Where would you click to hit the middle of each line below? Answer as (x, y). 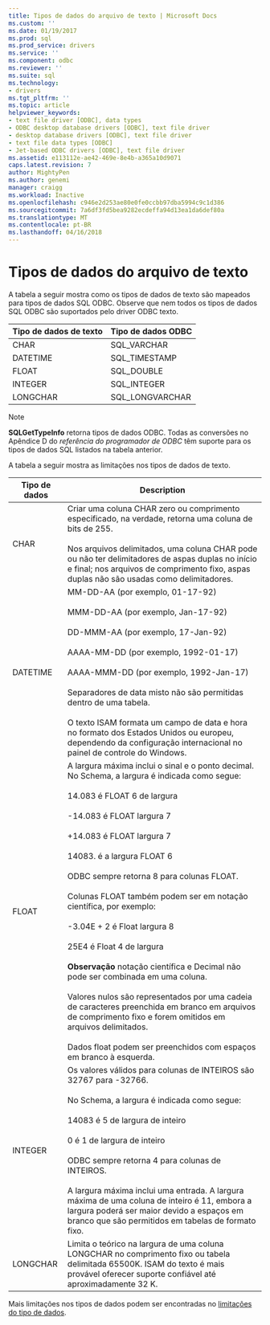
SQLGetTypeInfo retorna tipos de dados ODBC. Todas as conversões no (129, 432)
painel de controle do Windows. (127, 752)
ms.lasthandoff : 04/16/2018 (55, 233)
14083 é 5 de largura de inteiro (127, 1120)
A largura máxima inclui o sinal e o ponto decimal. (161, 766)
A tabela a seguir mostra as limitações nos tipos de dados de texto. (119, 465)
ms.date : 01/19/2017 (43, 31)
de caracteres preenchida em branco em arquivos (162, 1007)
